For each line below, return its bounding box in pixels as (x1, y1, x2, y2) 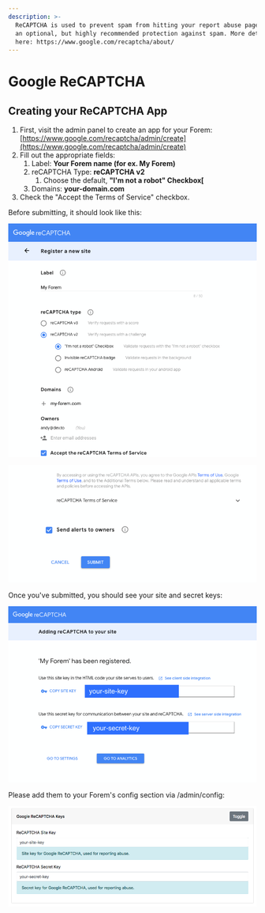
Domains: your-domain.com (31, 184, 125, 194)
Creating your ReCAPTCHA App (8, 104, 168, 118)
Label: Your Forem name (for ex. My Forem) (31, 159, 176, 169)
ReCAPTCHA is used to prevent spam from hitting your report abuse (15, 21, 242, 29)
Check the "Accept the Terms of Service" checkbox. (19, 192, 190, 202)
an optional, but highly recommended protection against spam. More (15, 29, 245, 37)
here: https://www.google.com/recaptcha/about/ (15, 38, 175, 46)
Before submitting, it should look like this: (8, 208, 142, 218)
